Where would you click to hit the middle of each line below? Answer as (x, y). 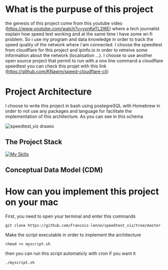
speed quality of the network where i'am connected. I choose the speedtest (84, 44)
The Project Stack (34, 142)
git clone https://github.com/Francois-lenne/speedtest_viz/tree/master (83, 226)
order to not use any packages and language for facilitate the (69, 111)
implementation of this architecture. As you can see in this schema (74, 116)
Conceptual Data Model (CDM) (54, 170)
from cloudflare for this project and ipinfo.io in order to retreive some (76, 50)
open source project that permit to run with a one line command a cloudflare (84, 60)
